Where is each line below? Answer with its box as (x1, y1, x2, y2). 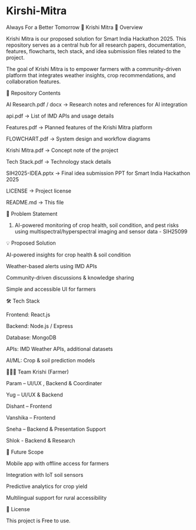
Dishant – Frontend (6, 402, 52, 409)
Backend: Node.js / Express (6, 322, 74, 329)
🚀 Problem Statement (6, 210, 58, 217)
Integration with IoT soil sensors (6, 471, 84, 478)
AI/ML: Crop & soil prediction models (6, 356, 95, 364)
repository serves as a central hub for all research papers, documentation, (6, 41, 187, 48)
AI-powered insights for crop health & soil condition (6, 251, 131, 258)
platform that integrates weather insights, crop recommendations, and (6, 71, 176, 79)
